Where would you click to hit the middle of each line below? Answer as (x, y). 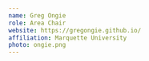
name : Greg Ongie (37, 15)
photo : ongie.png (37, 45)
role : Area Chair (37, 23)
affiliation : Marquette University (68, 38)
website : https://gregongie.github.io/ (75, 30)
